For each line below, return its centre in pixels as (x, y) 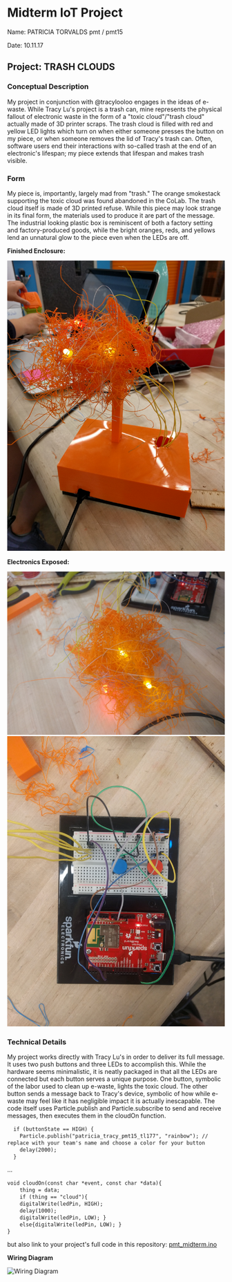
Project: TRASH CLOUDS (61, 67)
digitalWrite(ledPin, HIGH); (61, 1204)
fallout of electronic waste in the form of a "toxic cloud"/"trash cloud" (106, 116)
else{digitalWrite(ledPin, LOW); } (71, 1225)
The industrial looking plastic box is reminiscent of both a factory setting (110, 223)
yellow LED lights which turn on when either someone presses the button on (116, 131)
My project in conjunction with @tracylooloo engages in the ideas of (104, 102)
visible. (17, 160)
